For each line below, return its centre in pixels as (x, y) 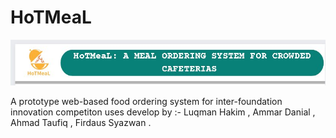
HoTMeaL (51, 17)
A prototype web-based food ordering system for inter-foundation (146, 101)
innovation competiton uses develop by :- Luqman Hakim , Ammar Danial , (163, 112)
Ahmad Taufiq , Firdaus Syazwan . (81, 122)
